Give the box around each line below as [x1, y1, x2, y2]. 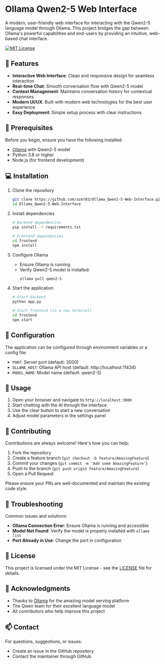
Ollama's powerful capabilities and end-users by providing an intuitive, [5, 30, 149, 36]
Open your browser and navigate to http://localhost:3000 [12, 397, 132, 403]
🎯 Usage [5, 384, 31, 392]
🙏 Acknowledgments [5, 584, 70, 593]
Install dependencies [12, 211, 55, 217]
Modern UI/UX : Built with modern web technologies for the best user [12, 99, 153, 105]
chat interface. [19, 36, 49, 42]
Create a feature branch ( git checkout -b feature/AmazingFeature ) [12, 455, 149, 461]
